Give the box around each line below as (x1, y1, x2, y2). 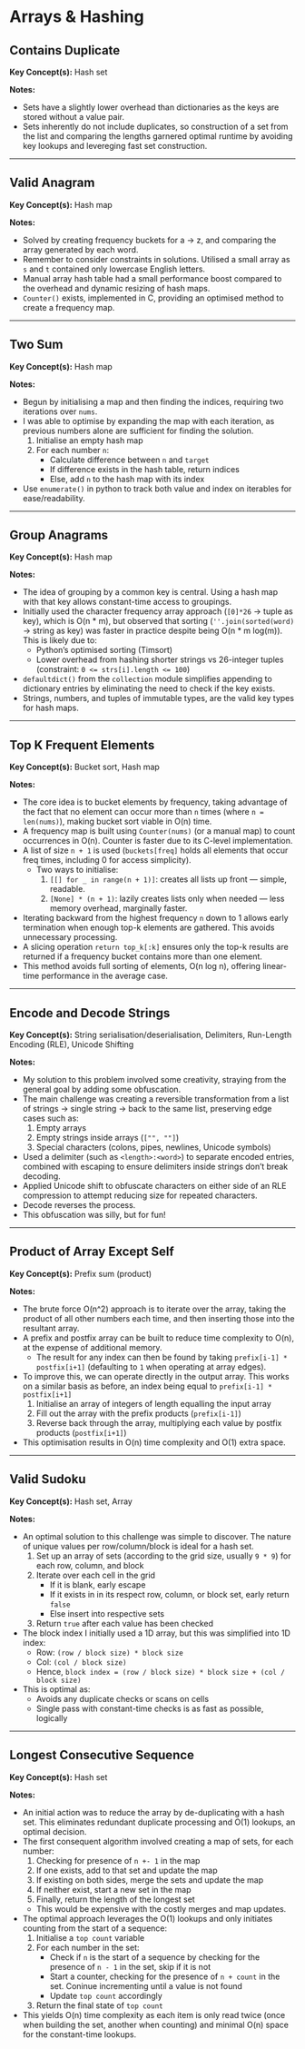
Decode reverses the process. (22, 1200, 136, 1211)
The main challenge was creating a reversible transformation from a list (22, 1094, 290, 1104)
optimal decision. (22, 1826, 87, 1836)
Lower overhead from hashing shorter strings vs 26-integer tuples (35, 654, 284, 665)
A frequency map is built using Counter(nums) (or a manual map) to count (22, 826, 296, 836)
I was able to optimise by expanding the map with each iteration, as (22, 415, 275, 426)
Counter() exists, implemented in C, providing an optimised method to (22, 292, 284, 303)
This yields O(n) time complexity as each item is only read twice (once (22, 2009, 286, 2020)
